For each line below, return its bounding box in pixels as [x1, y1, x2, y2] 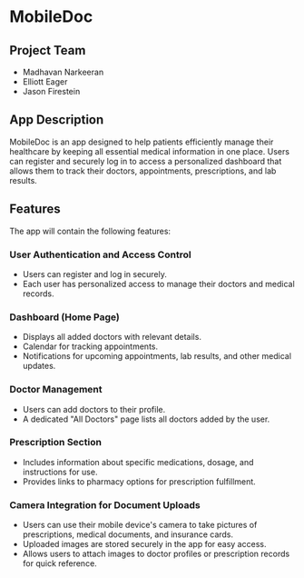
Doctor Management [9, 384, 103, 396]
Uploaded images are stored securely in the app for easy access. [22, 539, 267, 550]
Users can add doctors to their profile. [22, 404, 166, 414]
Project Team [9, 43, 86, 58]
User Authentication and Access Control [9, 248, 192, 261]
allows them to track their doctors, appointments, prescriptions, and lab [9, 165, 277, 176]
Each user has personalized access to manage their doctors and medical [22, 278, 295, 289]
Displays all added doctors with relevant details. [22, 332, 202, 343]
